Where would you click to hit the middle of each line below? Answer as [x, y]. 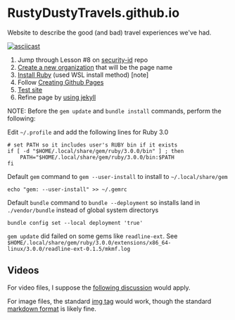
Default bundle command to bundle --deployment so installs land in [104, 202]
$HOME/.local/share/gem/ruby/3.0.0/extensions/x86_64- [89, 242]
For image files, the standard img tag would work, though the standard [109, 301]
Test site [30, 90]
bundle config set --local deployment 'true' [75, 223]
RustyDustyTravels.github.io [94, 13]
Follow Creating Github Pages [61, 82]
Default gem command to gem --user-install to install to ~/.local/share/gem [118, 176]
